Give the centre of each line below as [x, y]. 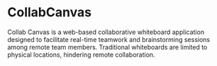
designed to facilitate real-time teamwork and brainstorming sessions [109, 39]
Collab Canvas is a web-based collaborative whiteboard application [106, 32]
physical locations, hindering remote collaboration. [81, 55]
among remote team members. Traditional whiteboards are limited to [107, 47]
